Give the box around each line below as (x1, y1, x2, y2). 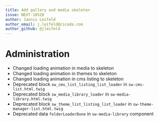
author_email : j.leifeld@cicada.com (5, 21, 83, 27)
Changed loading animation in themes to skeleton (12, 71, 117, 77)
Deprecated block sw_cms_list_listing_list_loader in (12, 81, 127, 87)
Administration (5, 48, 70, 60)
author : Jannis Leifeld (5, 17, 56, 22)
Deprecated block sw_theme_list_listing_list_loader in (12, 101, 132, 107)
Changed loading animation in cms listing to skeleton (12, 76, 124, 82)
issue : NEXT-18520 (5, 12, 44, 17)
